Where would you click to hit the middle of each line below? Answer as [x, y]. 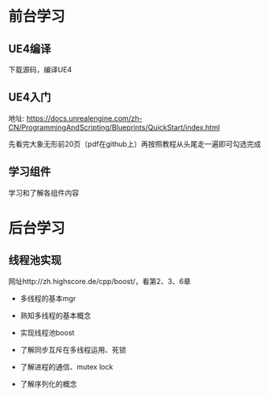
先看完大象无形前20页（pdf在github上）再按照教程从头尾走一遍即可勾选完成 [135, 144]
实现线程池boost [47, 332]
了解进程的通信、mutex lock [66, 366]
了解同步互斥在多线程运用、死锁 [73, 349]
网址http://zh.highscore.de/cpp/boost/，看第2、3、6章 [99, 281]
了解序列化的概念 [48, 384]
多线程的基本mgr [48, 298]
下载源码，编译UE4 [40, 70]
